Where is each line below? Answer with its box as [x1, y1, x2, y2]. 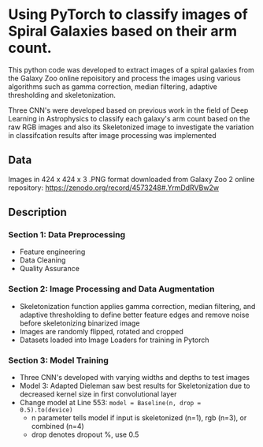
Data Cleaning [19, 255, 66, 265]
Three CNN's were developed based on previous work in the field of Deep [8, 105, 249, 115]
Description [8, 206, 67, 219]
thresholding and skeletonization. [8, 90, 117, 99]
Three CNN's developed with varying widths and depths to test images [19, 373, 250, 382]
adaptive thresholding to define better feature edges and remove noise [19, 310, 250, 319]
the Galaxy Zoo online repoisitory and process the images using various [8, 73, 242, 83]
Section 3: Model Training [8, 355, 109, 366]
